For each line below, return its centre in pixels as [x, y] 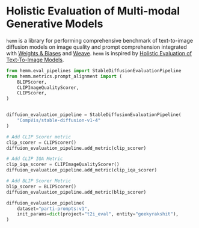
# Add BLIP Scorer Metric [38, 181]
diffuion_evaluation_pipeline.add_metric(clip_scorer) [76, 148]
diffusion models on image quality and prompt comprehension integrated [97, 47]
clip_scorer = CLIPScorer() [41, 143]
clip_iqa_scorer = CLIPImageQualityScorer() [63, 165]
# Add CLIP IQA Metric [35, 159]
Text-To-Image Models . [35, 60]
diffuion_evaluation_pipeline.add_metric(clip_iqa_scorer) [82, 170]
